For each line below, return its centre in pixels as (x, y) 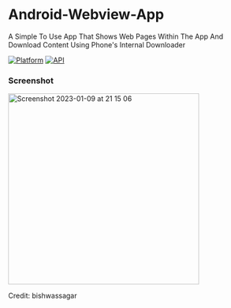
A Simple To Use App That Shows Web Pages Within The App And (116, 36)
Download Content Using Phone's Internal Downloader (97, 44)
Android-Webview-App (86, 15)
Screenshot (31, 81)
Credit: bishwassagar (43, 296)
